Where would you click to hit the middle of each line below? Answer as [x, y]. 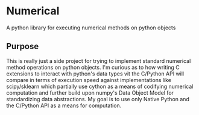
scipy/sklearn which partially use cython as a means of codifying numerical [100, 86]
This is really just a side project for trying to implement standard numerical [99, 60]
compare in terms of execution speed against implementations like [89, 80]
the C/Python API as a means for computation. [64, 105]
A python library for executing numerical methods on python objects [91, 28]
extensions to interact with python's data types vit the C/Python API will [95, 74]
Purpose [23, 46]
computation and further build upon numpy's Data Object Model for [90, 93]
